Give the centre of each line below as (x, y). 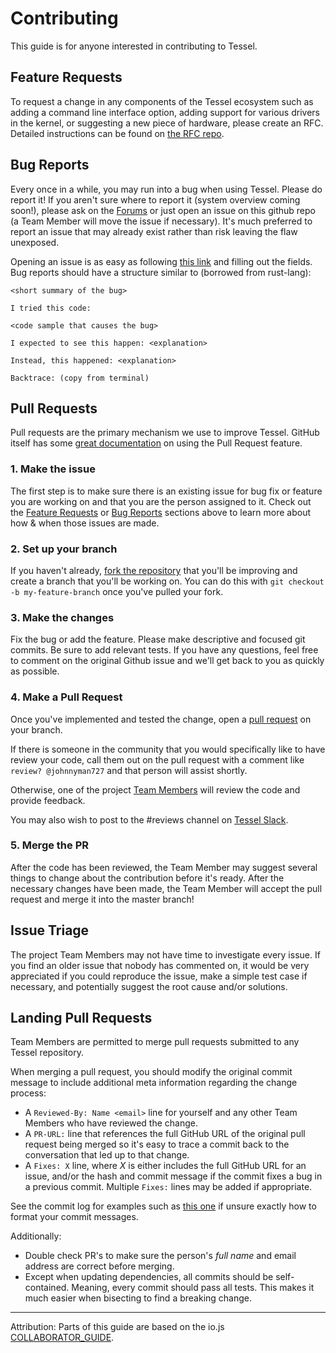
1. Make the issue (53, 469)
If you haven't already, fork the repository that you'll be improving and (154, 570)
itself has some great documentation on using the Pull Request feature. (156, 443)
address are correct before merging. (99, 1266)
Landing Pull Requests (81, 1018)
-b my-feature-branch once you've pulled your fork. (117, 591)
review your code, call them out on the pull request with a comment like (157, 759)
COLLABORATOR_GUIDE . (62, 1338)
